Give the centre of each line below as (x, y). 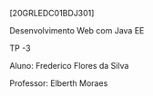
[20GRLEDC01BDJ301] (52, 13)
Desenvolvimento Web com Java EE (77, 30)
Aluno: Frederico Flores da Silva (69, 66)
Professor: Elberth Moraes (59, 83)
